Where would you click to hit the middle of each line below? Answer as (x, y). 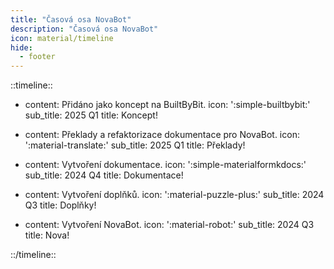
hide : (21, 47)
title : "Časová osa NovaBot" (71, 19)
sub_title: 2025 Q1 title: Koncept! (91, 115)
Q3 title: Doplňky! (60, 205)
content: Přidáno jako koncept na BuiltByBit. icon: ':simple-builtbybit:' (167, 105)
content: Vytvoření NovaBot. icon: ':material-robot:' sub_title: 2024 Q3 (169, 225)
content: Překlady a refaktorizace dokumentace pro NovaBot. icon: (162, 135)
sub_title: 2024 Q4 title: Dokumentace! (104, 175)
